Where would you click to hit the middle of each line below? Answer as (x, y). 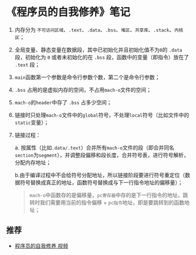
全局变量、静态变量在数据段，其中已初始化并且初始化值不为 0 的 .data (98, 50)
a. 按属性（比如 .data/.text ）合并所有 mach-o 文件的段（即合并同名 (94, 147)
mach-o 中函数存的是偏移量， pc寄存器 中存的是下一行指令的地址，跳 (109, 195)
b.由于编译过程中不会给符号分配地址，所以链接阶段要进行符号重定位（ (100, 175)
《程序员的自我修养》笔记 (68, 12)
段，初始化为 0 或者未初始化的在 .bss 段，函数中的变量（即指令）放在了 (102, 57)
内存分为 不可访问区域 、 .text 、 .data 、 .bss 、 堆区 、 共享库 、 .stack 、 (94, 30)
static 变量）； (32, 122)
